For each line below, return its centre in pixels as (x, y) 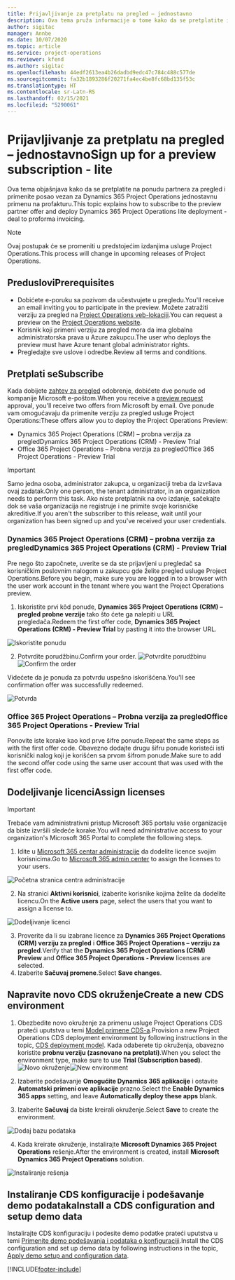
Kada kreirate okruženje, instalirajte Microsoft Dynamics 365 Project (117, 1144)
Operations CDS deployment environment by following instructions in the (122, 1037)
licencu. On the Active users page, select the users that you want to (115, 901)
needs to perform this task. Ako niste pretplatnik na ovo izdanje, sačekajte (114, 499)
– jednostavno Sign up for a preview (112, 155)
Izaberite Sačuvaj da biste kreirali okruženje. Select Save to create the (118, 1110)
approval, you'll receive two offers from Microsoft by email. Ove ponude (111, 406)
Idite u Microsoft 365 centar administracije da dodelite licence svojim (117, 851)
